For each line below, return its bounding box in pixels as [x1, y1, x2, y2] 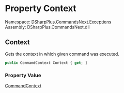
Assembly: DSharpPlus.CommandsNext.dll [5, 24, 90, 30]
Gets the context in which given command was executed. [5, 51, 120, 57]
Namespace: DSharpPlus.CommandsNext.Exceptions [5, 19, 111, 25]
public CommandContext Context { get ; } [5, 60, 88, 65]
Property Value [5, 72, 42, 78]
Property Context [5, 3, 77, 14]
